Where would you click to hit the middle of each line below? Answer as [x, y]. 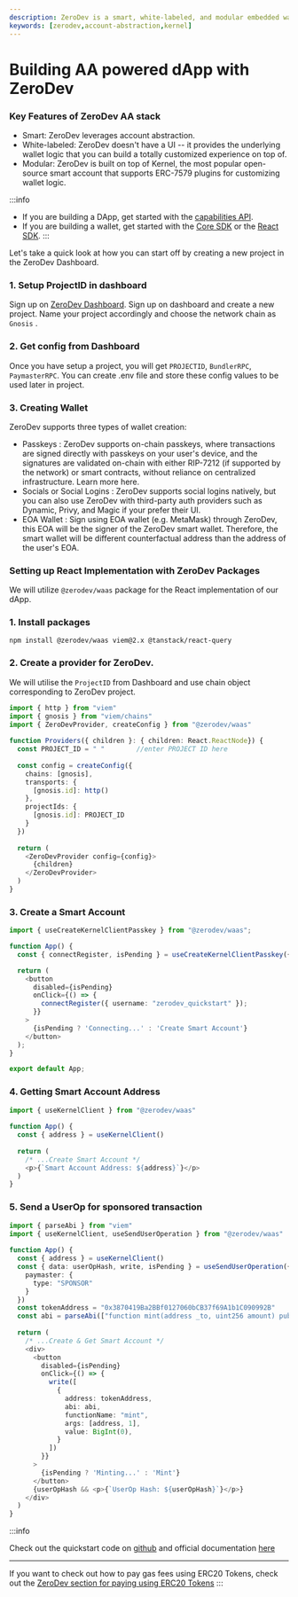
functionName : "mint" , [107, 1415]
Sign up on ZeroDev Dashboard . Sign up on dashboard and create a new [142, 305]
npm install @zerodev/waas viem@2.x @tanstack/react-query [121, 641]
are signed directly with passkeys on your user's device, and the [140, 453]
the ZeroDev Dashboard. [54, 262]
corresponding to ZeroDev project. [72, 692]
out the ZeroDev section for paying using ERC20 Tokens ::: [116, 1583]
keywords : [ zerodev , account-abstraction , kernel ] [101, 26]
